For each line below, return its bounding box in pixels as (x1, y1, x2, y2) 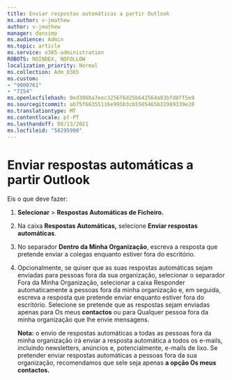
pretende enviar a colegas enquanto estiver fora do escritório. (17, 250, 196, 259)
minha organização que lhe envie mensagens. (17, 315, 150, 324)
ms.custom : (7, 75, 39, 82)
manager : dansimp (7, 29, 58, 37)
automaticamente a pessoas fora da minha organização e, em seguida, (17, 286, 221, 294)
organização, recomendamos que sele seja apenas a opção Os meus (17, 358, 217, 367)
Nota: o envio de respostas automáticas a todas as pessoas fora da (17, 329, 212, 337)
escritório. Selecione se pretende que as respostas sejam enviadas (17, 301, 210, 309)
